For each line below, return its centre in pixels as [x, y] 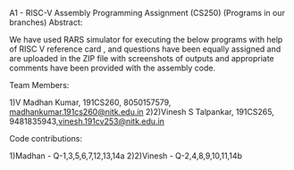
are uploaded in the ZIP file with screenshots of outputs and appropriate [142, 58]
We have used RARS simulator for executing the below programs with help [146, 40]
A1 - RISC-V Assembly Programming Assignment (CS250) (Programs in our [147, 13]
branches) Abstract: [46, 22]
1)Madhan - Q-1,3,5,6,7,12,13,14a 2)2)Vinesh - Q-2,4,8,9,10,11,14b [126, 156]
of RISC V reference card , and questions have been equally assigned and [145, 49]
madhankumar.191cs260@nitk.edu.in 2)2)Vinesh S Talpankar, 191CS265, [142, 112]
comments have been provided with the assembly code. [113, 68]
